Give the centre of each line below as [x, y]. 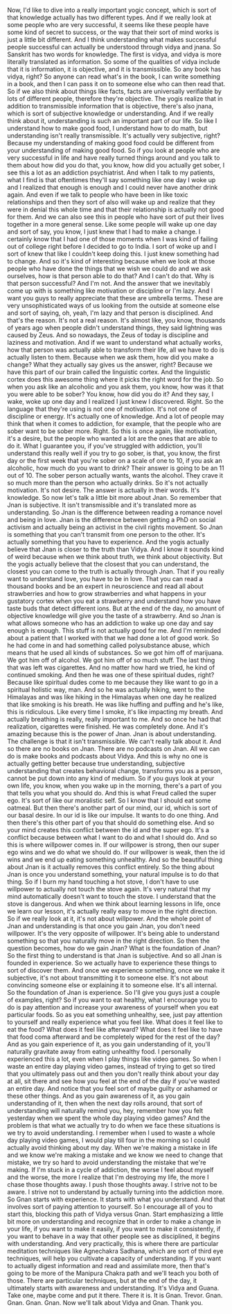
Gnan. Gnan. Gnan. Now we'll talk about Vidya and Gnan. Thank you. [105, 1303]
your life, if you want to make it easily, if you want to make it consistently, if [114, 1229]
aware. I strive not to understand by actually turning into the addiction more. [116, 1192]
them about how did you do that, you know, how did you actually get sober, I [116, 165]
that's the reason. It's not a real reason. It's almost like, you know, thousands [116, 320]
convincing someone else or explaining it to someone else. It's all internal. [113, 985]
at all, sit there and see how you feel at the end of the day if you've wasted [114, 1081]
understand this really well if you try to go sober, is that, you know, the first [114, 453]
